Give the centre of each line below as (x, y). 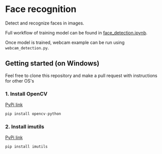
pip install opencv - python (33, 114)
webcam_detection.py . (27, 47)
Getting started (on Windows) (52, 63)
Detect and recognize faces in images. (45, 23)
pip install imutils (27, 147)
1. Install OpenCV (26, 93)
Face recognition (41, 9)
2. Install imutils (25, 126)
